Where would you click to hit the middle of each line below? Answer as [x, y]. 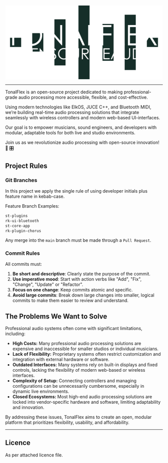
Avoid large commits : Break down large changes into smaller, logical [83, 295]
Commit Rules [22, 253]
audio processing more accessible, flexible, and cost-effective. [83, 97]
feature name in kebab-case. [35, 196]
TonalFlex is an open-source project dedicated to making [64, 92]
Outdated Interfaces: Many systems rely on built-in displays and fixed [85, 365]
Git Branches [21, 180]
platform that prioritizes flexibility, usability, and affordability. [67, 422]
